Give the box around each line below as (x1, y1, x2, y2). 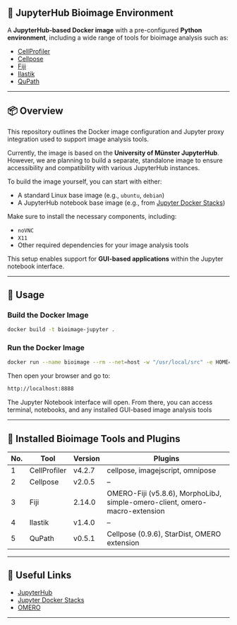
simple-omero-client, (107, 497, 180, 507)
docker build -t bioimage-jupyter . (7, 326, 115, 333)
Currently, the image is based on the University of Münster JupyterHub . (7, 148, 220, 157)
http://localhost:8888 (7, 386, 74, 393)
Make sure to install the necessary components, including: (7, 212, 177, 220)
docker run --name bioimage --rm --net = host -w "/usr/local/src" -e (7, 359, 213, 366)
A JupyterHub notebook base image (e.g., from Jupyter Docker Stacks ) (17, 198, 226, 207)
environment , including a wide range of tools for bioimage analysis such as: (7, 33, 229, 42)
